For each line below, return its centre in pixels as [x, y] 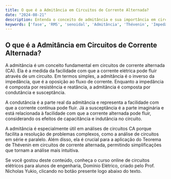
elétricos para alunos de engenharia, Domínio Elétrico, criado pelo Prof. [80, 166]
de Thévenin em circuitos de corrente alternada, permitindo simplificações [83, 145]
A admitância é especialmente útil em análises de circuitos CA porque [78, 129]
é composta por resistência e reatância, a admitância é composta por [78, 87]
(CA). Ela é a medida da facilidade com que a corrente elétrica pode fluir [81, 71]
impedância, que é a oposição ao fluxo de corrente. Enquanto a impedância [84, 82]
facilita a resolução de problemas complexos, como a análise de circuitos [82, 134]
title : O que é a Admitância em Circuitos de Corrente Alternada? [77, 10]
